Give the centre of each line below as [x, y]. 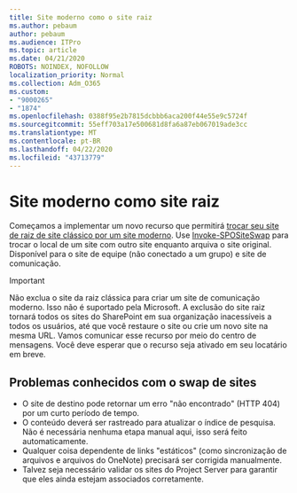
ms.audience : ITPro [45, 42]
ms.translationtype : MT [53, 133]
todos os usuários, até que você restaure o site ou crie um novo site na [139, 326]
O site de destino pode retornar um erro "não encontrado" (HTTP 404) [151, 403]
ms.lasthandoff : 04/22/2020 [61, 149]
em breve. [27, 355]
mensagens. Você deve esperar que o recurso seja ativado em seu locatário [148, 345]
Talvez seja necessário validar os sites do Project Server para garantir [149, 470]
